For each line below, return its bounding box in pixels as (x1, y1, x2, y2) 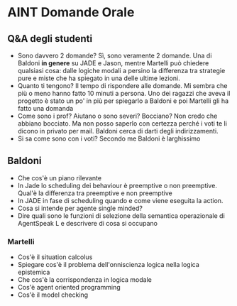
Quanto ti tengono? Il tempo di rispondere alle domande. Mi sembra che (17, 82, 228, 89)
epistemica (17, 268, 50, 277)
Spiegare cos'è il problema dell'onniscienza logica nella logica (17, 261, 200, 269)
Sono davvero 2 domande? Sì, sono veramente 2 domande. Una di (17, 51, 212, 60)
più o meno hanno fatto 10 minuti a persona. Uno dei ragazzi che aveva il (17, 89, 231, 97)
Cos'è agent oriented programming (17, 283, 121, 292)
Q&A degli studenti (7, 33, 93, 45)
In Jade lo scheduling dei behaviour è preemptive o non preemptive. (17, 181, 218, 190)
